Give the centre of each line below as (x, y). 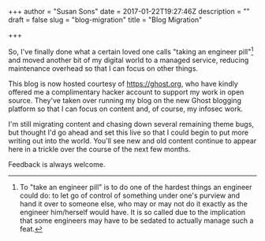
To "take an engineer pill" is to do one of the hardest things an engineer (136, 187)
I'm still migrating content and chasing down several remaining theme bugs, (131, 124)
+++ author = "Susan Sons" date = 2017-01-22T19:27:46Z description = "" (129, 11)
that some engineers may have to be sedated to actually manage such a (136, 221)
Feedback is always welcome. (57, 164)
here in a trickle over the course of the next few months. (99, 149)
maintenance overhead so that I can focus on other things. (103, 68)
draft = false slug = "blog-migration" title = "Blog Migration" (105, 20)
